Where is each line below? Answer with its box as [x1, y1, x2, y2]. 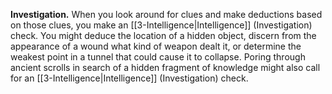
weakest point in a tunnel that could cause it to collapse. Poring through [10, 51, 306, 63]
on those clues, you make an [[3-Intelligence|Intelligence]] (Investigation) [10, 19, 313, 31]
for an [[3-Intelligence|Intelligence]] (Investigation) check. [10, 72, 249, 84]
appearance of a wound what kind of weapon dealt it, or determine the [10, 40, 302, 52]
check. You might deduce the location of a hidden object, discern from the [10, 30, 317, 41]
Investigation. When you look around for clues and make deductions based [10, 9, 323, 20]
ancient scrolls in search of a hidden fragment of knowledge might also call [10, 62, 321, 73]
